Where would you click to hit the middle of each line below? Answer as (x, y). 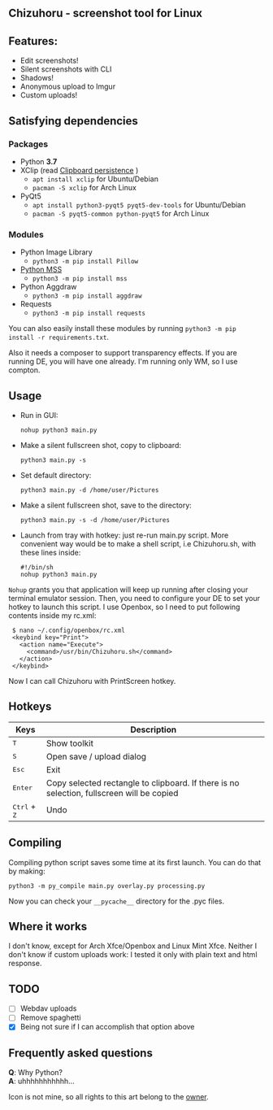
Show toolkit (69, 743)
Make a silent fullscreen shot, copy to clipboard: (100, 445)
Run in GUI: (39, 415)
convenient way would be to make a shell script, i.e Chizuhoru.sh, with (138, 544)
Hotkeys (30, 707)
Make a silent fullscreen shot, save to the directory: (106, 505)
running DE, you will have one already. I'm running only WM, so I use (123, 362)
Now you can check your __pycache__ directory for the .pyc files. (117, 901)
